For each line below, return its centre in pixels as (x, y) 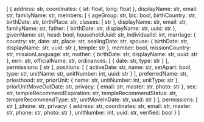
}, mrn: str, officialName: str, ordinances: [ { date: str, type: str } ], (88, 61)
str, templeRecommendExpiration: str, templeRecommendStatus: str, (92, 93)
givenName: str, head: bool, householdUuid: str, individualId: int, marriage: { (101, 35)
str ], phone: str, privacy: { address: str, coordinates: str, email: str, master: (99, 106)
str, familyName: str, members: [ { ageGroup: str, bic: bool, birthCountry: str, (101, 15)
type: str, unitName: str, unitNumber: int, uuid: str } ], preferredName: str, (97, 74)
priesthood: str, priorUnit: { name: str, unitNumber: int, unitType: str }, (93, 80)
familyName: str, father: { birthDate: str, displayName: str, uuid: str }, (91, 28)
